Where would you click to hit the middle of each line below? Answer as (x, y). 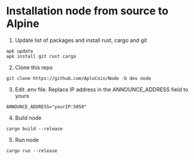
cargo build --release (34, 129)
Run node (27, 140)
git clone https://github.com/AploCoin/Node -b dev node (79, 78)
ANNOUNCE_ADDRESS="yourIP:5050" (46, 107)
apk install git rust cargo (41, 56)
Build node (28, 118)
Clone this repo (34, 67)
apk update (20, 51)
